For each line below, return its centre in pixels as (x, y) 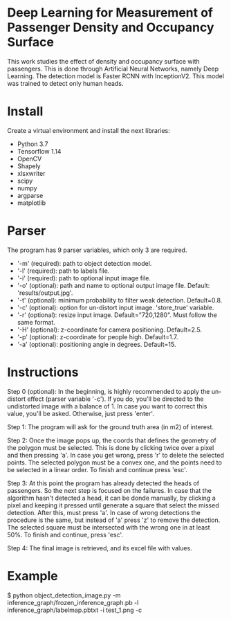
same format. (36, 322)
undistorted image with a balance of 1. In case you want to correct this (107, 406)
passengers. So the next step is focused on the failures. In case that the (110, 490)
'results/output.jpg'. (45, 293)
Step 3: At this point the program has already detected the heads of (103, 483)
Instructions (43, 372)
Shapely (29, 166)
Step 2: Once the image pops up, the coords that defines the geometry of (112, 440)
